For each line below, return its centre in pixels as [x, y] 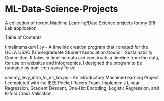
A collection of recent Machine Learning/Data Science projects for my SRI [80, 23]
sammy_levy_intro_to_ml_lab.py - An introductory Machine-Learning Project [82, 77]
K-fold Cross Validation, [29, 93]
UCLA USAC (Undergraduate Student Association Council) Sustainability [79, 52]
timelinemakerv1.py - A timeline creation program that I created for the [77, 47]
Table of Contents [23, 37]
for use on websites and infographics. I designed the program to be [74, 63]
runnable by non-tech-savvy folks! [40, 68]
